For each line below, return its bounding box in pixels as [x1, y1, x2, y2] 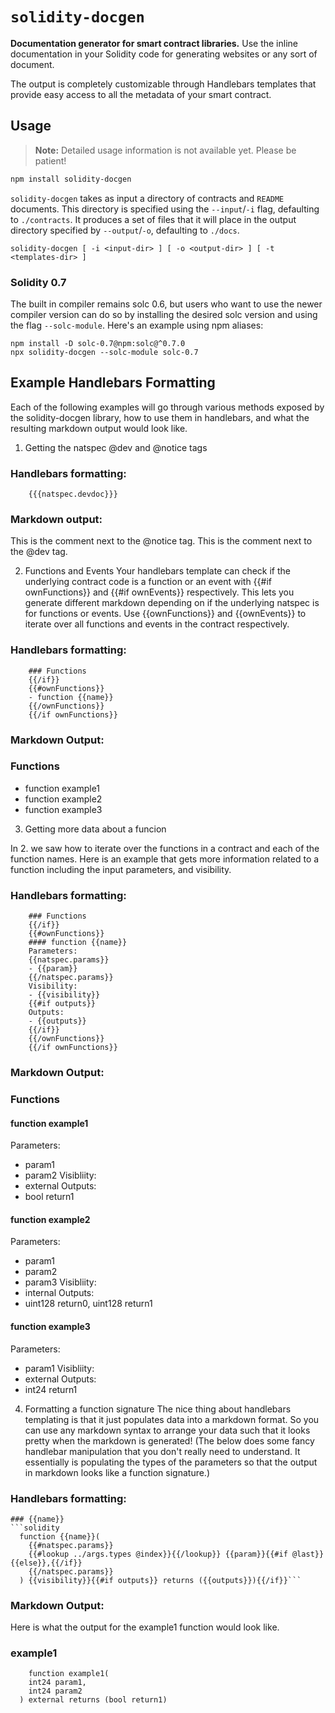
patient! [34, 154, 67, 167]
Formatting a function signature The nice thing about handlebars [24, 1403, 292, 1415]
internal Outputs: [24, 1287, 95, 1299]
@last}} [292, 1549, 325, 1559]
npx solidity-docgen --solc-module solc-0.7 [10, 347, 199, 357]
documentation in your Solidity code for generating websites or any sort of [10, 48, 318, 60]
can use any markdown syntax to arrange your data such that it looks [24, 1424, 311, 1436]
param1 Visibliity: [24, 1362, 95, 1374]
